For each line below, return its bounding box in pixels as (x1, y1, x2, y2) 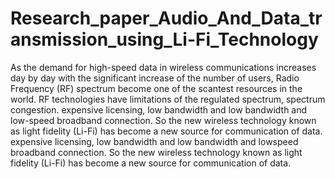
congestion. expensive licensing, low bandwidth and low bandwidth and (10, 103, 308, 116)
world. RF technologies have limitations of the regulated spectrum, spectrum (10, 93, 326, 105)
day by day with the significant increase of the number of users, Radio (10, 72, 300, 84)
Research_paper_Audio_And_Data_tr (10, 7, 323, 30)
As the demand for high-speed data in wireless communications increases (10, 61, 317, 73)
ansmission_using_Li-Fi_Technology (10, 28, 319, 51)
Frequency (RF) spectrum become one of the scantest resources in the (10, 82, 303, 94)
